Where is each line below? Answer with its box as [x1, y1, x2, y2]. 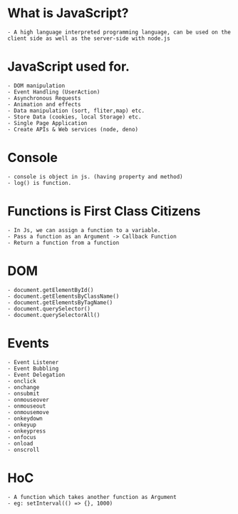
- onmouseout [7, 402, 46, 410]
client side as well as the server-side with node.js [7, 34, 171, 42]
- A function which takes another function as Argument [7, 493, 177, 500]
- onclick [7, 377, 37, 385]
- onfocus [7, 433, 37, 440]
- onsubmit [7, 390, 40, 397]
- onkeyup [7, 421, 37, 428]
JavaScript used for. [7, 59, 130, 75]
